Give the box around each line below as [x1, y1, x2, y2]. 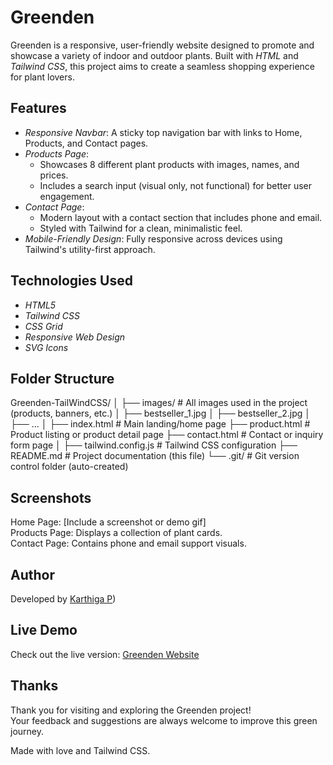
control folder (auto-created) [10, 461, 129, 473]
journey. [10, 725, 44, 737]
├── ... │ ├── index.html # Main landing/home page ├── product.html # [10, 418, 311, 430]
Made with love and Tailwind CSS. [10, 744, 151, 756]
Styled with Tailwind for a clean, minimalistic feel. [39, 222, 243, 234]
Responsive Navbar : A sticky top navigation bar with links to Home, [24, 126, 303, 138]
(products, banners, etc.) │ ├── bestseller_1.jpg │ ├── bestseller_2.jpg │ [10, 407, 312, 420]
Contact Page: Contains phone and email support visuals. [10, 537, 247, 550]
